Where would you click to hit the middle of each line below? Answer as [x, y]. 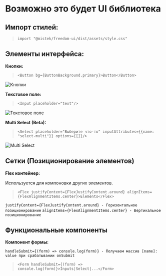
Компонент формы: [27, 242]
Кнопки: [14, 66]
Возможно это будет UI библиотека [83, 9]
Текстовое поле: [23, 94]
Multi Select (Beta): [26, 122]
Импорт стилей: [32, 27]
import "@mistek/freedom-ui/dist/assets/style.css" [72, 39]
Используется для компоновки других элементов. [59, 183]
